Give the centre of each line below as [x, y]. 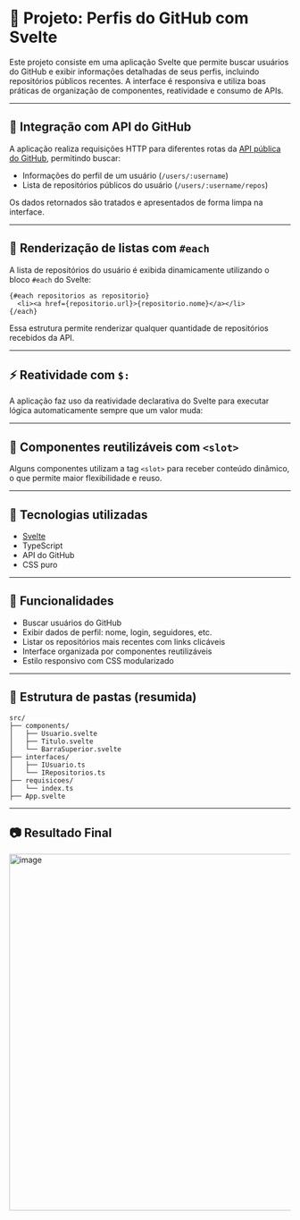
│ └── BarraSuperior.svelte [66, 749]
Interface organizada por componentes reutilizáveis [117, 651]
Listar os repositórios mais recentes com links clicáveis [124, 641]
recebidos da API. [42, 337]
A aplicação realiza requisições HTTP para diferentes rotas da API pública [145, 148]
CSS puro [40, 564]
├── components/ [39, 725]
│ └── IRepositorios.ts [57, 773]
